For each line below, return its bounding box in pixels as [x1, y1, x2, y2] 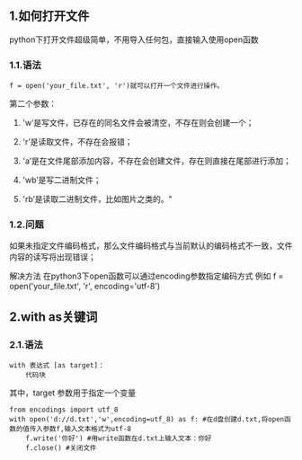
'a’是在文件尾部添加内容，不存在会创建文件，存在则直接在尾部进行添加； [22, 155, 292, 166]
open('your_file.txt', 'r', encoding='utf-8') [9, 281, 161, 292]
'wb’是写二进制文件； [22, 174, 102, 186]
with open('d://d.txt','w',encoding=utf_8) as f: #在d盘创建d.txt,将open [9, 415, 285, 424]
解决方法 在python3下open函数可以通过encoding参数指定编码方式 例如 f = [9, 270, 284, 281]
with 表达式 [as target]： [9, 361, 105, 370]
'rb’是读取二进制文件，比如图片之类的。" [22, 194, 173, 205]
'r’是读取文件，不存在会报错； [22, 137, 133, 147]
